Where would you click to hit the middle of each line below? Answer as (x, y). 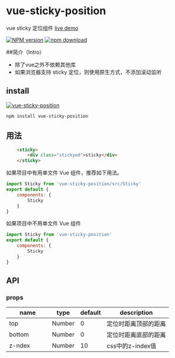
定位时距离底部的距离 (137, 335)
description (136, 313)
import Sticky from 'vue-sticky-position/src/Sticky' (74, 184)
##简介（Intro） (25, 52)
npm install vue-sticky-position (47, 116)
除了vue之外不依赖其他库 (45, 64)
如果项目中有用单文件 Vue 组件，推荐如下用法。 (64, 173)
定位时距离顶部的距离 (137, 324)
